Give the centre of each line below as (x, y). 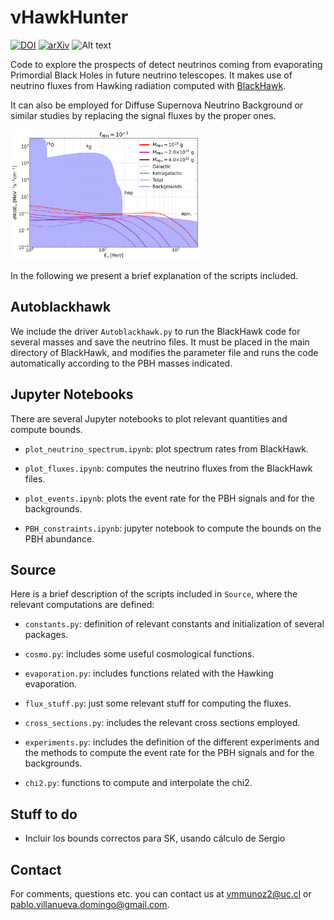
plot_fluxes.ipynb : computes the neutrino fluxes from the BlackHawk (168, 468)
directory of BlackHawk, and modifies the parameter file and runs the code (164, 352)
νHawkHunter (69, 17)
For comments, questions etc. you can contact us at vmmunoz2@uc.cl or (161, 894)
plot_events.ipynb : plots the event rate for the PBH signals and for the (169, 498)
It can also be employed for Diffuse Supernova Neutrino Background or (157, 105)
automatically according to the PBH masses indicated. (121, 363)
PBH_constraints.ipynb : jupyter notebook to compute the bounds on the (173, 528)
